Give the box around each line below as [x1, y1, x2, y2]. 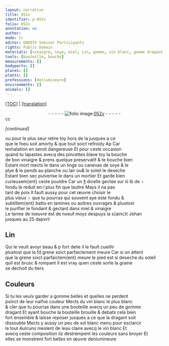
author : [5, 31, 22, 36]
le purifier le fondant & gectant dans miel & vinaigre [5, 205, 112, 211]
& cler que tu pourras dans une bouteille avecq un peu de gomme [5, 304, 141, 310]
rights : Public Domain [5, 45, 53, 50]
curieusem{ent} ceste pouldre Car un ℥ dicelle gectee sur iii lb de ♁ [5, 178, 145, 184]
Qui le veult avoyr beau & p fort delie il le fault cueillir [5, 244, 115, 250]
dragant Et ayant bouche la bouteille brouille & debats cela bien [5, 309, 136, 315]
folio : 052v [5, 21, 30, 27]
